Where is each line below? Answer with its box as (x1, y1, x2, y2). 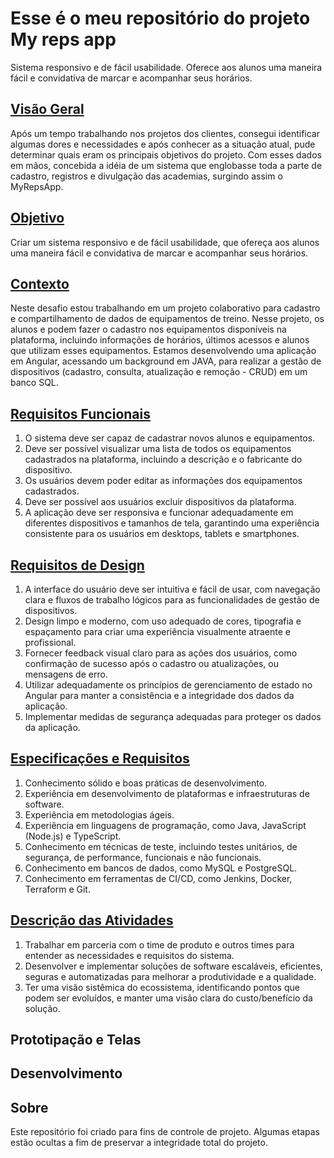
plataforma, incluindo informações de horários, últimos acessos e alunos (10, 334, 310, 346)
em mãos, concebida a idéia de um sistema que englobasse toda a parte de (10, 159, 323, 171)
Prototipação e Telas (10, 1032, 142, 1049)
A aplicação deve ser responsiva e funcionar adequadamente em (24, 507, 294, 519)
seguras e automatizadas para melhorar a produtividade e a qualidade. (24, 970, 317, 982)
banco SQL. (10, 377, 59, 389)
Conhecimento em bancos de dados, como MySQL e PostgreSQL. (24, 862, 298, 874)
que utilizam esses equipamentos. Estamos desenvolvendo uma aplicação (10, 345, 317, 357)
